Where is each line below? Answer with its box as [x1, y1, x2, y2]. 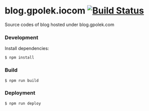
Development [5, 34, 39, 41]
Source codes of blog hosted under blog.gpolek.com [5, 21, 114, 27]
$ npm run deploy [5, 100, 41, 106]
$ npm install [5, 55, 35, 60]
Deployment [5, 89, 36, 96]
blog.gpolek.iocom [5, 5, 86, 16]
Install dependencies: [5, 45, 49, 51]
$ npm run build [5, 78, 39, 83]
